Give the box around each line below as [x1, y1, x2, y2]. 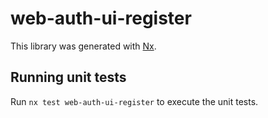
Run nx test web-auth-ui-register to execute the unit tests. [10, 95, 259, 107]
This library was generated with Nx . [10, 40, 157, 52]
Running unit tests [10, 69, 127, 86]
